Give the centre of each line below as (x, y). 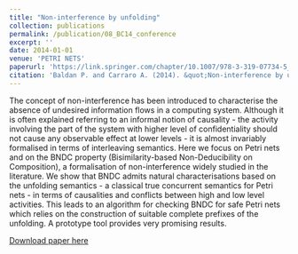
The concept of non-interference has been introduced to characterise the (144, 100)
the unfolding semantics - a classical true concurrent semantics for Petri (141, 185)
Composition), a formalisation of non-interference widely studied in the (139, 166)
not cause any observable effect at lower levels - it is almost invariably (138, 138)
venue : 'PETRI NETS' (47, 59)
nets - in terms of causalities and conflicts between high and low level (137, 194)
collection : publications (57, 26)
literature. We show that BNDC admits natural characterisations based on (143, 176)
